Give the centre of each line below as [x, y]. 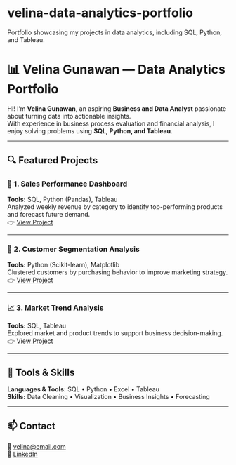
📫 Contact [32, 426]
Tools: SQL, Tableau [37, 326]
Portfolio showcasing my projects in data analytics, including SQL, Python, [115, 32]
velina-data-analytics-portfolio [100, 13]
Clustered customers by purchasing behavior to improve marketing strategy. [118, 272]
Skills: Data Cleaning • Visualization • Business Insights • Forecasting [109, 396]
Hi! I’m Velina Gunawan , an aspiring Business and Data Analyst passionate [117, 108]
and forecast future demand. [49, 214]
